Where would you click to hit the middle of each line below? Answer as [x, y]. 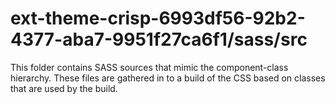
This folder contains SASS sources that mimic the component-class [149, 67]
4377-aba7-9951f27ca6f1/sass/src [159, 39]
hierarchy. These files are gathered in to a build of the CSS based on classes [168, 78]
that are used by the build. [64, 88]
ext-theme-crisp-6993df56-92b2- [158, 18]
